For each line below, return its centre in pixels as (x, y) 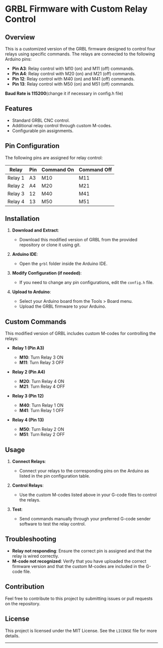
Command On (58, 169)
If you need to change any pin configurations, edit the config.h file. (86, 282)
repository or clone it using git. (50, 245)
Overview (20, 37)
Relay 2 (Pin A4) (29, 372)
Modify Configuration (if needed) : (47, 273)
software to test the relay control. (52, 524)
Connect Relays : (29, 462)
